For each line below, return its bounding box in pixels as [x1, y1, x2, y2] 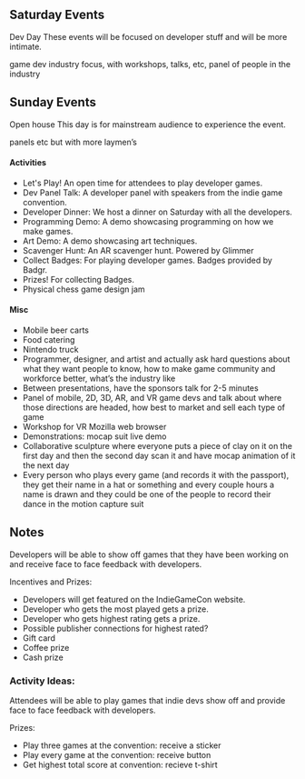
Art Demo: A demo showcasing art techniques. [22, 235, 198, 246]
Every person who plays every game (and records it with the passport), [22, 470, 290, 481]
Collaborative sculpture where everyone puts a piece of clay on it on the [22, 441, 293, 452]
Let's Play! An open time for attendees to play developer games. [22, 177, 263, 188]
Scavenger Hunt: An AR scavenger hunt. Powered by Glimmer [22, 245, 254, 255]
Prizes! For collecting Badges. [22, 274, 134, 285]
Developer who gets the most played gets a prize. [22, 604, 209, 614]
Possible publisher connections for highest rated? [22, 623, 209, 634]
